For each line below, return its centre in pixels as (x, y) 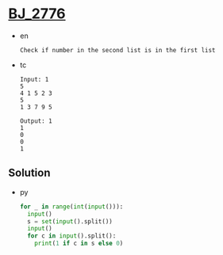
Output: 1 (36, 121)
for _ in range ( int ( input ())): (71, 207)
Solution (29, 173)
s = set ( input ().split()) (70, 221)
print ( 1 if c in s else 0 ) (79, 244)
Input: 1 (34, 79)
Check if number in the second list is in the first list (117, 50)
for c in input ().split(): (72, 236)
